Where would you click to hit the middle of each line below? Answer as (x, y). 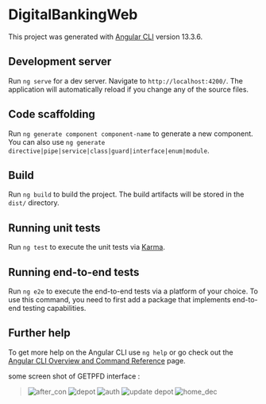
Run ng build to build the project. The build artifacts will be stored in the (126, 194)
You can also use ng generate (57, 142)
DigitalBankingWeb (73, 15)
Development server (60, 62)
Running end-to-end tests (74, 272)
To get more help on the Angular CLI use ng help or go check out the (121, 352)
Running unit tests (54, 228)
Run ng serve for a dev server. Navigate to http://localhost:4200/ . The (126, 80)
